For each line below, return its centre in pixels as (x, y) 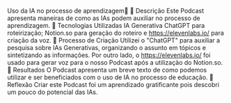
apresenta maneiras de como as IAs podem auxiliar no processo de (104, 18)
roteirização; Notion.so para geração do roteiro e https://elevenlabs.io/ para (116, 33)
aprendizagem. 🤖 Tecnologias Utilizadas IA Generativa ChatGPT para (106, 25)
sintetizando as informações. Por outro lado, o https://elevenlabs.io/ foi (109, 55)
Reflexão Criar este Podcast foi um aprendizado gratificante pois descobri (113, 85)
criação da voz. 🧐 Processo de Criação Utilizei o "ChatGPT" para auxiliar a (114, 40)
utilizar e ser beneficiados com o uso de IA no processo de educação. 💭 (111, 77)
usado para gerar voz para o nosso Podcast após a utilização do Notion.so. (115, 62)
